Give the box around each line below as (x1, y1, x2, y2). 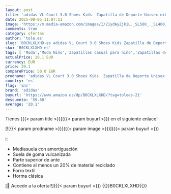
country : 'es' (5, 78, 36, 83)
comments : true (5, 26, 38, 31)
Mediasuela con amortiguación (12, 146, 78, 152)
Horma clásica (12, 173, 43, 179)
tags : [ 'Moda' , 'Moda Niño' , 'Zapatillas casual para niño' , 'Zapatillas (5, 50, 160, 55)
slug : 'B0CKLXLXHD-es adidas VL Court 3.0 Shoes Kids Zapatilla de (5, 41, 152, 46)
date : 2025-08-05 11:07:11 (5, 17, 63, 22)
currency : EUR (5, 59, 36, 64)
